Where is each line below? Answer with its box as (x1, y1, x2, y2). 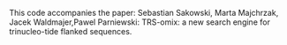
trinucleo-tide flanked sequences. (9, 26, 132, 36)
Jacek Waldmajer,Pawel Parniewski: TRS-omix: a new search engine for (9, 17, 271, 27)
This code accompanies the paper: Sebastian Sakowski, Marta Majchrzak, (9, 8, 279, 18)
